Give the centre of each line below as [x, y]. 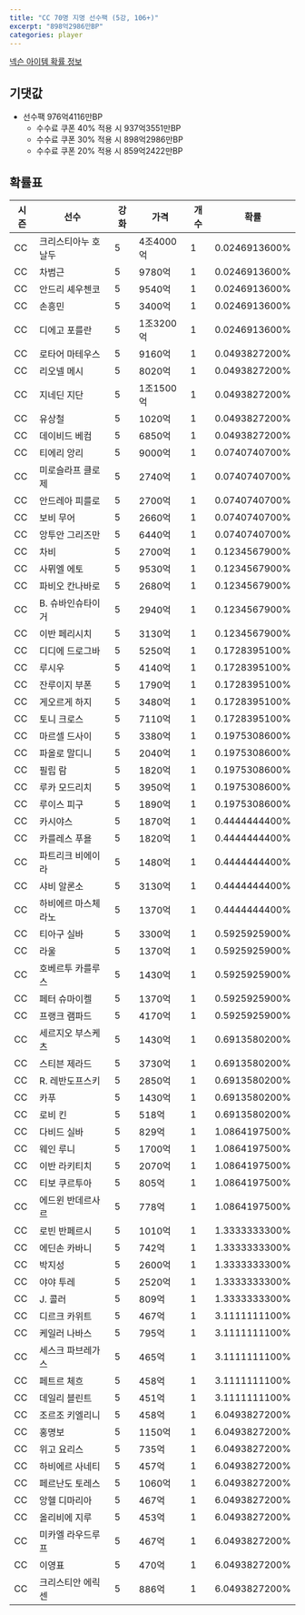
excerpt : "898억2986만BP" [57, 26]
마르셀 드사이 [66, 736]
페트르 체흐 [62, 1381]
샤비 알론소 [62, 886]
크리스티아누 [64, 242]
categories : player [46, 35]
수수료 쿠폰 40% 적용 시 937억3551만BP [108, 128]
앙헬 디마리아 [66, 1500]
